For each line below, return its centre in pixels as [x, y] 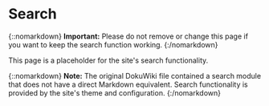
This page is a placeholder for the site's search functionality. [108, 60]
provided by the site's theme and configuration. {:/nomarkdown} [114, 92]
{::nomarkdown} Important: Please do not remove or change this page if [128, 36]
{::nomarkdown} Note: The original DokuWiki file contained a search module [135, 75]
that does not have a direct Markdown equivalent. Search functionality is [128, 84]
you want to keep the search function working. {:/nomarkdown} [113, 44]
